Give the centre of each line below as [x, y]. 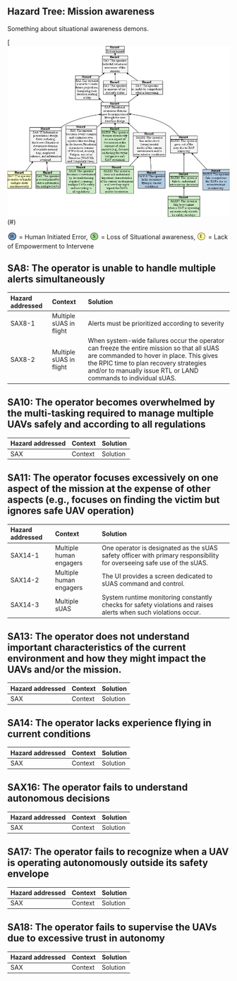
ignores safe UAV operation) [71, 511]
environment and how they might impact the [107, 658]
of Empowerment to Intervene [51, 246]
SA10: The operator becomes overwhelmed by [111, 403]
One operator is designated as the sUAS [160, 548]
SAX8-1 [23, 323]
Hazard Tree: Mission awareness [81, 12]
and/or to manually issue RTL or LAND [143, 371]
